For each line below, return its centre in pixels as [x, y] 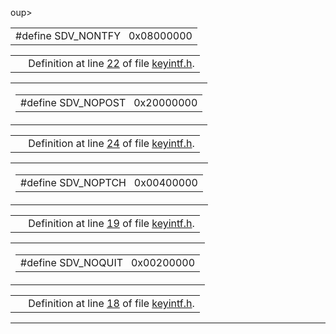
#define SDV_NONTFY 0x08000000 [104, 35]
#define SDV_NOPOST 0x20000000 [109, 102]
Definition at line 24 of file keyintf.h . [111, 143]
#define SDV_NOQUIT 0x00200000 [108, 262]
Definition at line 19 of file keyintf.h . [111, 223]
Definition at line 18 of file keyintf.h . [111, 303]
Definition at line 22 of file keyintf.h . [111, 63]
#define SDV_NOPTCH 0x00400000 [109, 182]
